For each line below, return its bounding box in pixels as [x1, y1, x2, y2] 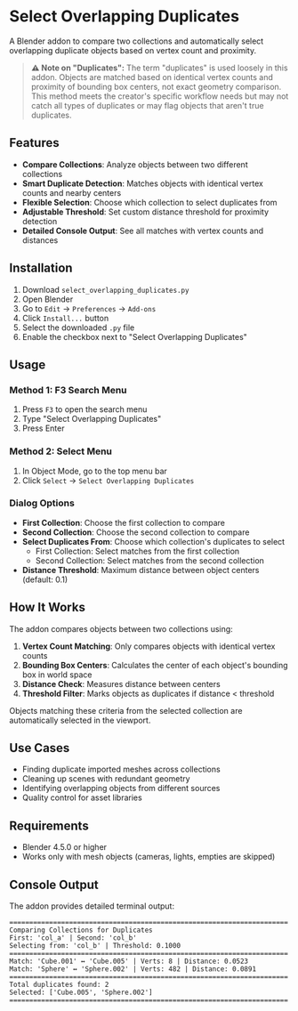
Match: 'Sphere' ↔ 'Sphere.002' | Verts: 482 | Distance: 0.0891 [9, 965, 256, 974]
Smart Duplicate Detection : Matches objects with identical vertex [21, 178, 264, 189]
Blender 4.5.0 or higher [21, 842, 108, 853]
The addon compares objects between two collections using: [9, 623, 233, 634]
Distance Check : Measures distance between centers [21, 678, 221, 689]
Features [9, 135, 60, 150]
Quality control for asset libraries [21, 792, 142, 803]
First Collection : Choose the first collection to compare [21, 517, 225, 528]
